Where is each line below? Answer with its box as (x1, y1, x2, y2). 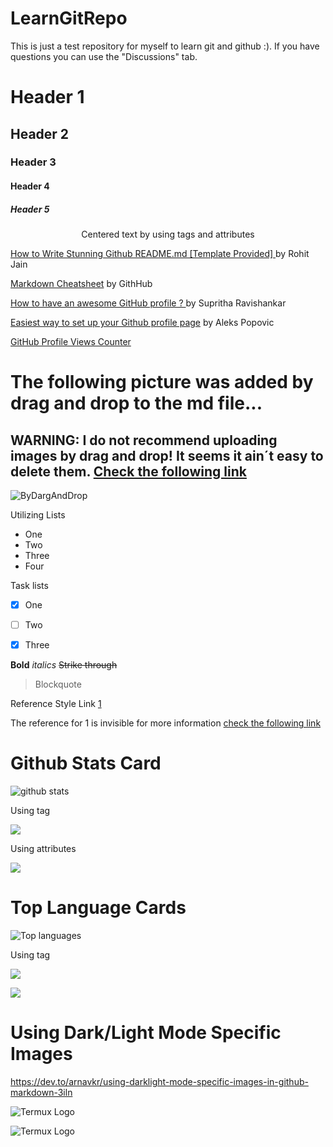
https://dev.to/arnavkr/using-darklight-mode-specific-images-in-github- (10, 1076, 309, 1087)
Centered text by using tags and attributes (81, 228, 255, 240)
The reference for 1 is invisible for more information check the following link (10, 717, 322, 729)
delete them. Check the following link (10, 463, 247, 480)
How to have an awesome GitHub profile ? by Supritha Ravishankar (10, 297, 287, 309)
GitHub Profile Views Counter (10, 336, 132, 347)
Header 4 (10, 180, 50, 192)
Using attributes (10, 843, 77, 855)
